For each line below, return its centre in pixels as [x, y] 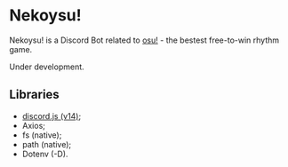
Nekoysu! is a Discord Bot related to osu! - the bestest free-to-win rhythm [144, 40]
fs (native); [42, 135]
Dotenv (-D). [45, 154]
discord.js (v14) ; [52, 115]
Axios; [34, 125]
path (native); [47, 144]
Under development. [47, 67]
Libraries [34, 95]
